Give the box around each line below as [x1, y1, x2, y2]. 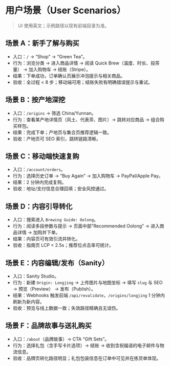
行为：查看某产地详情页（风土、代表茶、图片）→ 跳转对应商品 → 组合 [12, 116, 160, 123]
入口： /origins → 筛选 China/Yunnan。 [12, 110, 96, 116]
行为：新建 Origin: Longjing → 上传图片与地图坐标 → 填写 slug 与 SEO [12, 280, 163, 285]
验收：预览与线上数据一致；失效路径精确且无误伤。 [12, 305, 121, 311]
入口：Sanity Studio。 [12, 273, 59, 279]
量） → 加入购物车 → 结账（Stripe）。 [12, 66, 91, 72]
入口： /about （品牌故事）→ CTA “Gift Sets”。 [12, 336, 110, 342]
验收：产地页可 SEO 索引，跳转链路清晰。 [12, 135, 101, 142]
